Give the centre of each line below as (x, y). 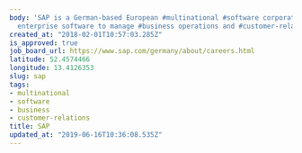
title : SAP (30, 127)
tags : (19, 85)
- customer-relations (50, 118)
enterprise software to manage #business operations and (126, 26)
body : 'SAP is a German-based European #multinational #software (134, 18)
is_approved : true (44, 43)
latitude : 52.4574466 (50, 59)
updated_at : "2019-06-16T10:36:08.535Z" (86, 135)
